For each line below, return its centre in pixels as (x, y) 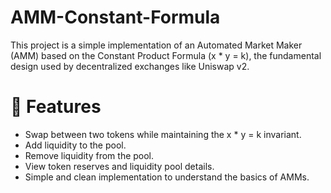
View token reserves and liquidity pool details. (119, 166)
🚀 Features (56, 107)
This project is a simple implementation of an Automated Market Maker (156, 45)
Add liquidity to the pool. (75, 145)
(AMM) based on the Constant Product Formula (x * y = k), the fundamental (166, 55)
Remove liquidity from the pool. (89, 155)
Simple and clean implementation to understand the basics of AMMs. (167, 177)
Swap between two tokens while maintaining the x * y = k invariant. (163, 134)
